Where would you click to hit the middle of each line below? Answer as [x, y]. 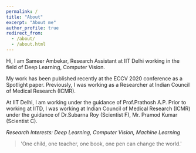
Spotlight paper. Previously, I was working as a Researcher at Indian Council [98, 84]
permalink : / [22, 11]
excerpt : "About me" [31, 22]
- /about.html [28, 45]
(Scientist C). [22, 121]
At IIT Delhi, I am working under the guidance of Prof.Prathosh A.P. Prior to [96, 102]
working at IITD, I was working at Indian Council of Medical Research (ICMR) [98, 108]
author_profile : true [33, 28]
